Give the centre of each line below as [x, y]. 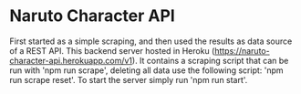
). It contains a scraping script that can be [210, 60]
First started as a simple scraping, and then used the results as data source [151, 41]
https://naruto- [242, 50]
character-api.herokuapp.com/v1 [71, 60]
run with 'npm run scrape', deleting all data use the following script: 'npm [147, 70]
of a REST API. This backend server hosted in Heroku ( [112, 50]
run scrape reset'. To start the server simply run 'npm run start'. [129, 79]
